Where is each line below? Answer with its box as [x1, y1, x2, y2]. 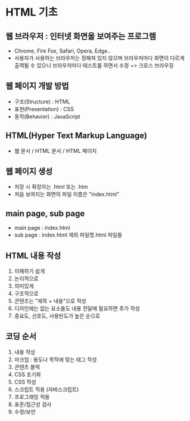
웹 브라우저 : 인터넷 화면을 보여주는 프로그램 [5, 31, 156, 41]
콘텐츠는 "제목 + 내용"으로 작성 [14, 297, 87, 305]
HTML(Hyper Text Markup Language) [5, 131, 147, 141]
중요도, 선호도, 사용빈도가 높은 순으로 [14, 312, 101, 319]
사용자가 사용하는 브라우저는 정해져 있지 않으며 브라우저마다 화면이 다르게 [14, 54, 185, 62]
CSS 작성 [14, 378, 36, 385]
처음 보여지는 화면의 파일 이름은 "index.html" [14, 190, 120, 198]
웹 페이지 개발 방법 [5, 81, 69, 91]
